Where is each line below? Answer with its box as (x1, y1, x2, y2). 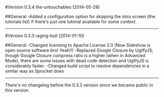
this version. (5, 87, 30, 93)
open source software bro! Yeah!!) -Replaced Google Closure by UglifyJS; (5, 47, 154, 53)
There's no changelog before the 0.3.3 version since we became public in (5, 82, 153, 88)
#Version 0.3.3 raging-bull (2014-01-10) (5, 33, 84, 39)
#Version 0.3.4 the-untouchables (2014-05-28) (5, 4, 100, 10)
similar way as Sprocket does (5, 68, 64, 74)
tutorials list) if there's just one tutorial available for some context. (5, 19, 137, 24)
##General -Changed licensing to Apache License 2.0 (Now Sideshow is (5, 42, 151, 48)
